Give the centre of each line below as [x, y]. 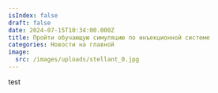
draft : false [30, 23]
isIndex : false [33, 15]
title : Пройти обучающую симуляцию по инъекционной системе [109, 37]
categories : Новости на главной [61, 45]
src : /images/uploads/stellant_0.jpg [77, 60]
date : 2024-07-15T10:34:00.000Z [61, 30]
